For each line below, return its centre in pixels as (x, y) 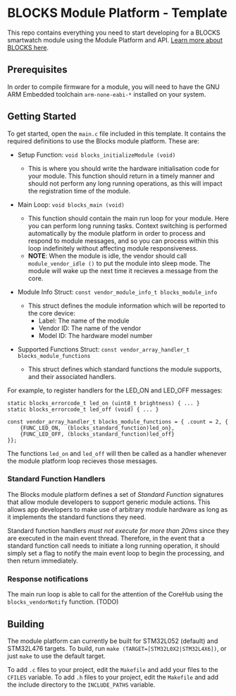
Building (26, 624)
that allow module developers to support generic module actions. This (109, 502)
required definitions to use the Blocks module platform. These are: (103, 141)
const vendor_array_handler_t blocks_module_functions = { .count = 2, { (118, 421)
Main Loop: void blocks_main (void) (71, 204)
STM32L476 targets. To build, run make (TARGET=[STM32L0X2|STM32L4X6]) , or (117, 648)
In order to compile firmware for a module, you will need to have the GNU (113, 87)
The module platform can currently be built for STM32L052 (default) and (113, 641)
